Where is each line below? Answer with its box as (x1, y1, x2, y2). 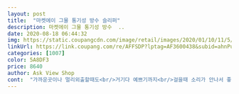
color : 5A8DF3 (7, 57, 50, 64)
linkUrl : (7, 43, 33, 50)
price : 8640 (7, 63, 43, 70)
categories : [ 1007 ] (7, 50, 65, 57)
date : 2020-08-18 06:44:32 (7, 30, 87, 37)
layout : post (7, 10, 46, 18)
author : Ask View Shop (7, 69, 75, 76)
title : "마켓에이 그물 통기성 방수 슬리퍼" (7, 17, 121, 24)
